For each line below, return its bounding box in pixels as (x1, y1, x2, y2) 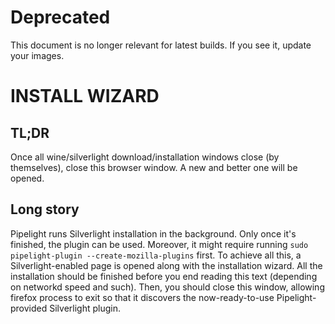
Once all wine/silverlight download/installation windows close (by (10, 151, 280, 163)
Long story (10, 201, 80, 218)
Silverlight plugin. (49, 302, 121, 314)
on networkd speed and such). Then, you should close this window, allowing (10, 281, 325, 293)
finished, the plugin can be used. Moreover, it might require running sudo (10, 238, 309, 250)
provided (10, 302, 48, 314)
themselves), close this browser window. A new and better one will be (10, 161, 298, 173)
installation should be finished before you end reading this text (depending (10, 270, 318, 282)
